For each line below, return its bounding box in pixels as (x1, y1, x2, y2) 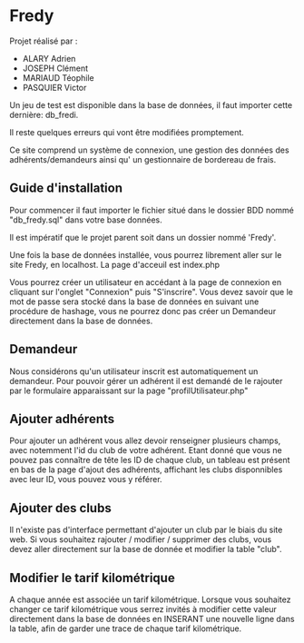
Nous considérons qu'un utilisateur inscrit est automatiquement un (9, 365, 259, 377)
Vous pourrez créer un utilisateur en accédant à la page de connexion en (9, 276, 282, 287)
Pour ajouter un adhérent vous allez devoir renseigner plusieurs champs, (9, 435, 281, 446)
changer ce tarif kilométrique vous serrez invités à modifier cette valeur (9, 604, 277, 614)
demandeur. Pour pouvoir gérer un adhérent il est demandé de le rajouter (9, 375, 283, 386)
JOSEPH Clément (22, 63, 89, 74)
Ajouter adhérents (9, 411, 115, 427)
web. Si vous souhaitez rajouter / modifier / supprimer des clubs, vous (9, 534, 272, 545)
